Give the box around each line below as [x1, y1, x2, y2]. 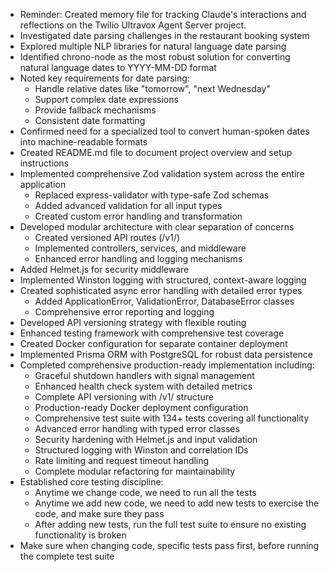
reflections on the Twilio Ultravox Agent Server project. [19, 19, 247, 31]
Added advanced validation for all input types [34, 200, 223, 211]
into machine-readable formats [19, 136, 148, 148]
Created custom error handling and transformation [34, 210, 243, 222]
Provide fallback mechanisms [34, 104, 157, 116]
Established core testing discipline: [19, 476, 164, 488]
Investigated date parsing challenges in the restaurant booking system [19, 30, 310, 41]
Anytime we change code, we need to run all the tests [34, 487, 257, 498]
